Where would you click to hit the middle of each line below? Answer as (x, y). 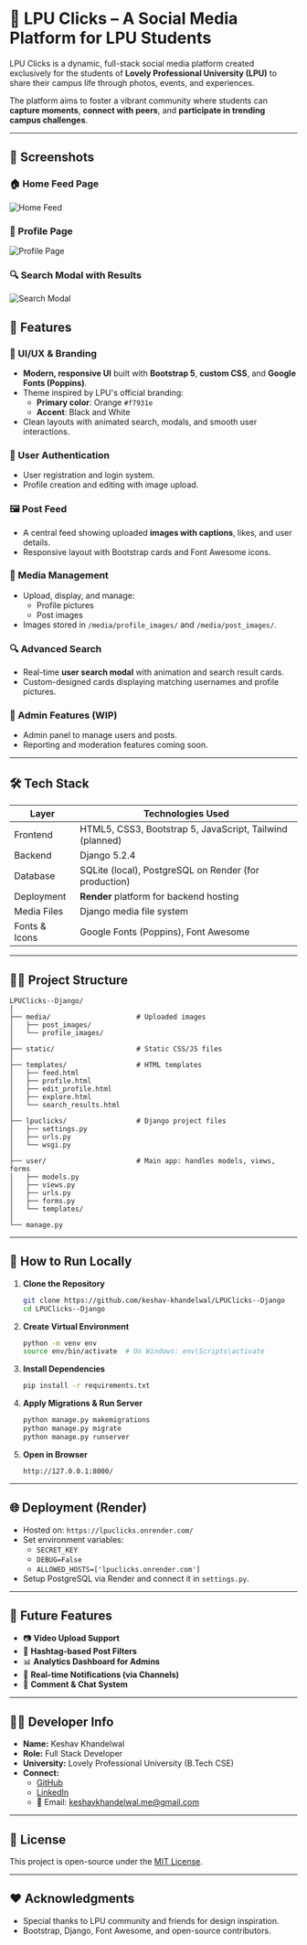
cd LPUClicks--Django (64, 1309)
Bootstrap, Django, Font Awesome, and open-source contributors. (147, 1930)
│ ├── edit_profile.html (61, 1089)
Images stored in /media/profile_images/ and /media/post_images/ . (149, 625)
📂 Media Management (59, 575)
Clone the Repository (64, 1283)
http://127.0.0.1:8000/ (68, 1471)
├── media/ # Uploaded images (108, 1017)
